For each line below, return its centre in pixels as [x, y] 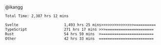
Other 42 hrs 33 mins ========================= [79, 39]
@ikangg [14, 7]
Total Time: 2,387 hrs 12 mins [37, 16]
